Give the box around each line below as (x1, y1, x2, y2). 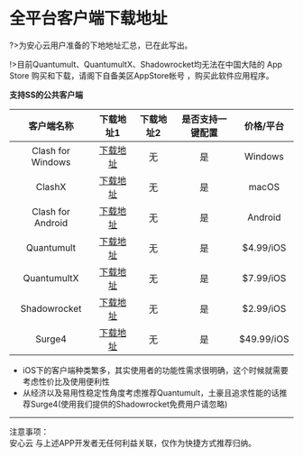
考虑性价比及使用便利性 (22, 376, 110, 387)
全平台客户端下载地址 (9, 8, 169, 29)
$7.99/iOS (242, 271, 287, 284)
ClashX (35, 180, 67, 193)
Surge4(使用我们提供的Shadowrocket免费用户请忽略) (30, 398, 228, 409)
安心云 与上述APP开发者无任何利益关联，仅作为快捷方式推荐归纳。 (9, 437, 257, 448)
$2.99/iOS (242, 302, 287, 315)
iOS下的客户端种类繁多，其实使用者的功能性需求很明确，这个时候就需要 (22, 364, 289, 375)
